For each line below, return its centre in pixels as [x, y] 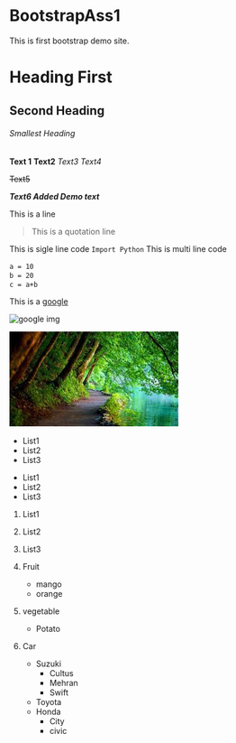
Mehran [64, 683]
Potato [48, 628]
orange [49, 593]
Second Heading [57, 111]
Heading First [61, 77]
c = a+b [24, 284]
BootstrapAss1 [65, 16]
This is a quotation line [73, 231]
